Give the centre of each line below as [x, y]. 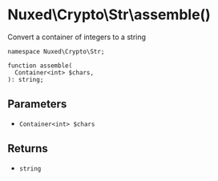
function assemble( [40, 66]
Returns [28, 149]
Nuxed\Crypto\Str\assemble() [109, 15]
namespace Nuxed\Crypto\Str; [56, 51]
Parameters [37, 105]
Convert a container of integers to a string [77, 37]
